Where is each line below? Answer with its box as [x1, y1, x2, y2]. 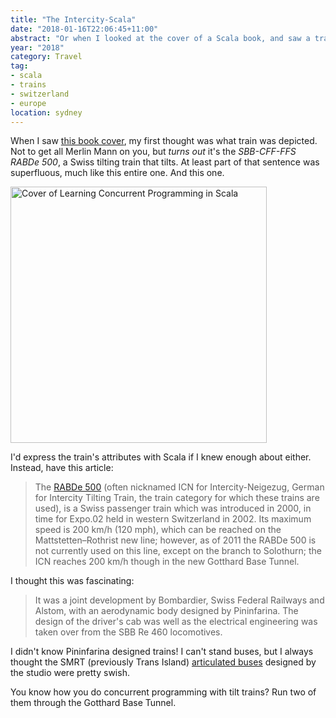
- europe [10, 98, 47, 108]
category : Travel [10, 52, 83, 62]
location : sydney [10, 107, 83, 118]
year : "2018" [10, 42, 65, 53]
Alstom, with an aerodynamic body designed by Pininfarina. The [34, 605, 299, 617]
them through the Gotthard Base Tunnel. [10, 697, 177, 709]
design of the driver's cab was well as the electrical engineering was [34, 616, 318, 628]
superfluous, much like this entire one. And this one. [10, 167, 225, 179]
